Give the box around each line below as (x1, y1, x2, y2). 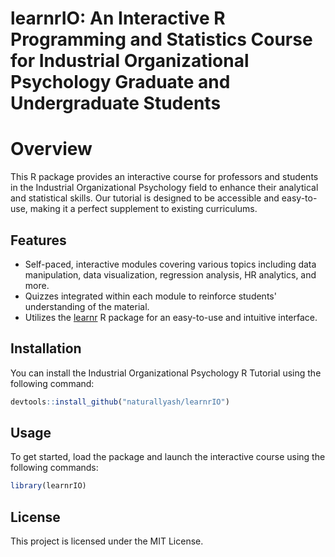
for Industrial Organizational (10, 50, 250, 72)
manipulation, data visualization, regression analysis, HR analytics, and (24, 268, 317, 281)
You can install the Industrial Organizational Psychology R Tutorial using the (10, 367, 322, 379)
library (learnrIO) (10, 481, 87, 491)
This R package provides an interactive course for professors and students (10, 171, 319, 183)
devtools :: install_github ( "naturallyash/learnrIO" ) (10, 397, 230, 407)
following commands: (10, 462, 99, 474)
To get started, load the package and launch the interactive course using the (10, 451, 326, 463)
